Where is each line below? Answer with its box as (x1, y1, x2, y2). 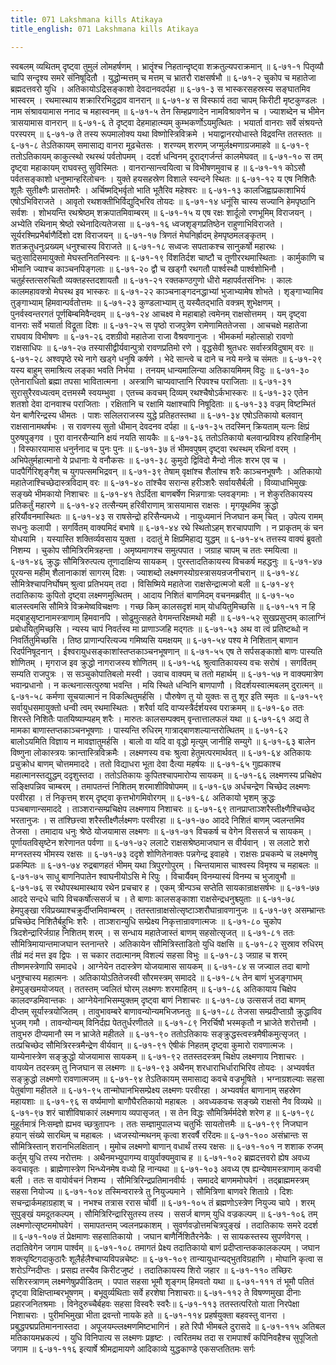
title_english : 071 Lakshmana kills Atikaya (10, 24, 199, 34)
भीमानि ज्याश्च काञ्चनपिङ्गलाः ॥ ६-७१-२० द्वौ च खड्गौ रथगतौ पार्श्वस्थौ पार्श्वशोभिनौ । (10, 262, 285, 275)
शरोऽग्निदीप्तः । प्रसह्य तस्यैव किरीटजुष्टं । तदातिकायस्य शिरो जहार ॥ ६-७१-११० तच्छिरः (10, 1264, 293, 1276)
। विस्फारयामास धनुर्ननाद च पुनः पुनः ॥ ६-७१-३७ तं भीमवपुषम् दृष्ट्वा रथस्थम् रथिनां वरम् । (10, 442, 297, 455)
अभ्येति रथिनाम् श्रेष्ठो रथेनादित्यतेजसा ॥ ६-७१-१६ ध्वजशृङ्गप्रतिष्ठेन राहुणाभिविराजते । (10, 217, 284, 230)
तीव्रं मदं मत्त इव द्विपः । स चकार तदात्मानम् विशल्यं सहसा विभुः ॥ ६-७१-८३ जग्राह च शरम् (10, 949, 288, 961)
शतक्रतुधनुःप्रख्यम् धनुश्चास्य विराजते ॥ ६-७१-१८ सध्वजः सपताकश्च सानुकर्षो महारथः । (10, 240, 285, 252)
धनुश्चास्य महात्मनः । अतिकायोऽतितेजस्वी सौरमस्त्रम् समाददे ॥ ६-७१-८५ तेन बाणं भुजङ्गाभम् (10, 971, 303, 983)
